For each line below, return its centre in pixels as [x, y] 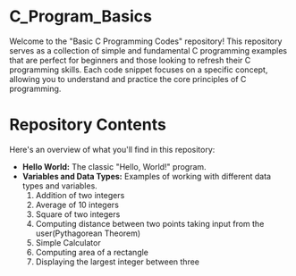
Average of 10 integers [77, 205]
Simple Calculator [68, 242]
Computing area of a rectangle [92, 252]
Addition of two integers [80, 195]
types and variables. [60, 186]
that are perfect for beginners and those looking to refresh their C [130, 60]
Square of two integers [78, 214]
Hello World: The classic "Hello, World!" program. [114, 166]
